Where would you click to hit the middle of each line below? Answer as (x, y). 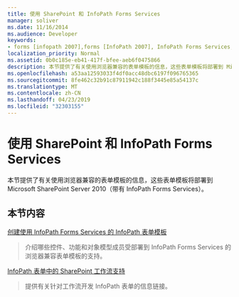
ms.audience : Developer (43, 34)
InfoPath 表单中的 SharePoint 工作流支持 (67, 271)
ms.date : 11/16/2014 (38, 27)
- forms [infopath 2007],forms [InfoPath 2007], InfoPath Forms (105, 47)
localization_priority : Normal (54, 54)
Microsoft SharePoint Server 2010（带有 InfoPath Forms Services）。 (108, 188)
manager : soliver (33, 21)
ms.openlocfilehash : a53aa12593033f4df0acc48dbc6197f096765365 (103, 73)
